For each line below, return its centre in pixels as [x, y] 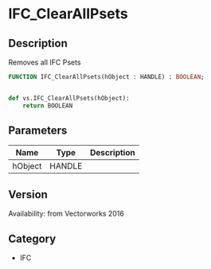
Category [32, 238]
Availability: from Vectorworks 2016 [66, 214]
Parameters [38, 131]
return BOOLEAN [48, 105]
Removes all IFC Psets [45, 62]
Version [28, 195]
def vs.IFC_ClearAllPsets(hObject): [69, 98]
